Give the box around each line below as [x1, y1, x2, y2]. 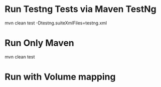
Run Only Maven [4, 37, 74, 49]
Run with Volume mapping [4, 71, 116, 83]
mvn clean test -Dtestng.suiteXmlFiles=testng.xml [4, 20, 107, 26]
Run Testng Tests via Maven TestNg [4, 3, 157, 15]
